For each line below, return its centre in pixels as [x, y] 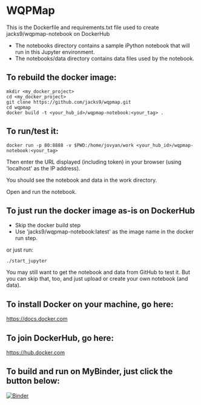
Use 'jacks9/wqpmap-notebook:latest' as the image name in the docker [104, 232]
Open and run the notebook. [41, 192]
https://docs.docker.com [37, 319]
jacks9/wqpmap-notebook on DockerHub [58, 33]
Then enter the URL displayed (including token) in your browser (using [94, 162]
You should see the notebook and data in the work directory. [82, 180]
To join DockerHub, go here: [60, 338]
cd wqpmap [19, 107]
